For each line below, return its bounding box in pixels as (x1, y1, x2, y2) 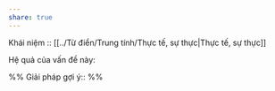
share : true (8, 12, 53, 22)
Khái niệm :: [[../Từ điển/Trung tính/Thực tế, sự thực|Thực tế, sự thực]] (8, 37, 267, 48)
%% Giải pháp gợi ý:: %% (8, 72, 104, 82)
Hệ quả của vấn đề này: (8, 54, 96, 64)
